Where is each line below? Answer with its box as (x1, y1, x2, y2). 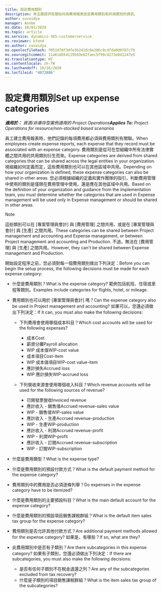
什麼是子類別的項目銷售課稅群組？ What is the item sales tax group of (19, 577, 157, 583)
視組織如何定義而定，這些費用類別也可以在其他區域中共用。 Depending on (5, 163, 152, 170)
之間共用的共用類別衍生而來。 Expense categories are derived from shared (9, 152, 158, 158)
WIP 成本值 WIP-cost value (26, 347, 79, 353)
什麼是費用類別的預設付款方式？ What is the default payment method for (12, 466, 155, 472)
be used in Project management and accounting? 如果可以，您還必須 (12, 303, 149, 309)
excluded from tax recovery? (19, 571, 77, 577)
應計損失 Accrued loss (26, 365, 70, 371)
